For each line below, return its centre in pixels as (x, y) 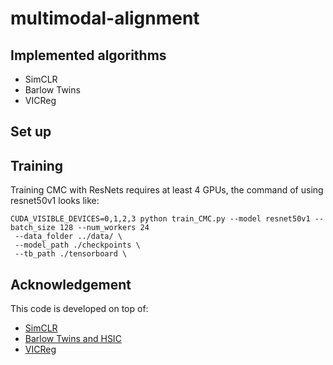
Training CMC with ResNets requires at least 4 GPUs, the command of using (167, 190)
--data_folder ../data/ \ (68, 237)
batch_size (33, 228)
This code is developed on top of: (79, 309)
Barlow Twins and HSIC (73, 339)
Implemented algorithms (88, 55)
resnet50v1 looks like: (55, 201)
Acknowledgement (71, 284)
